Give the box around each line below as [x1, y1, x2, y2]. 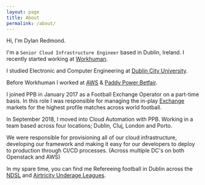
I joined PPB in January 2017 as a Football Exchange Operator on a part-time [6, 91, 199, 98]
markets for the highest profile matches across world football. [6, 104, 162, 111]
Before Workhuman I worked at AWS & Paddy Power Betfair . [6, 79, 158, 86]
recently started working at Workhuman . [6, 56, 108, 63]
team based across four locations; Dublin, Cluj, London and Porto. [6, 122, 173, 129]
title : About [6, 15, 40, 21]
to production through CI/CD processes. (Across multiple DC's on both [6, 147, 185, 154]
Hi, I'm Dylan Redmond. [6, 37, 66, 45]
